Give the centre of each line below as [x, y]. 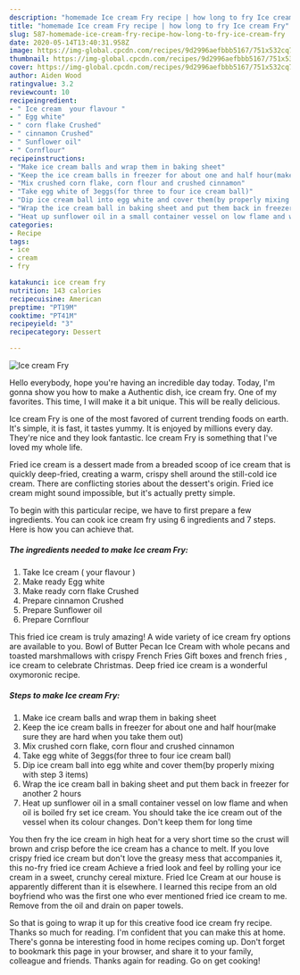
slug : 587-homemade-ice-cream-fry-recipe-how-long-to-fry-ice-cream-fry [147, 34]
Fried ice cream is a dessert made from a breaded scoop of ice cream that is [150, 464]
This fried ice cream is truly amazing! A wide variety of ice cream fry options [150, 636]
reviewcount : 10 [39, 92]
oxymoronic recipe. [45, 674]
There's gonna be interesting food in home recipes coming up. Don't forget [147, 941]
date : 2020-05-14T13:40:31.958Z [69, 42]
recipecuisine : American [55, 299]
